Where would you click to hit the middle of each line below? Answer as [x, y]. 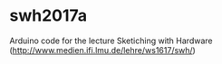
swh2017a [48, 16]
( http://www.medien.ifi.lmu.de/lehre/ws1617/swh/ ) [103, 50]
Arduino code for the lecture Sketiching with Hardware [111, 41]
